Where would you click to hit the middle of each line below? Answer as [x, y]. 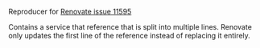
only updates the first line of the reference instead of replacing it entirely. [130, 36]
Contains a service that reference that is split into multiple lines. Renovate [130, 27]
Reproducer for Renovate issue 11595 [70, 12]
